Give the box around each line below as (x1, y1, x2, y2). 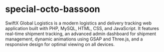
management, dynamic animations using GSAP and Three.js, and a (5, 36, 143, 42)
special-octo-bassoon (5, 3, 100, 15)
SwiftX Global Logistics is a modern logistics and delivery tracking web (5, 20, 152, 26)
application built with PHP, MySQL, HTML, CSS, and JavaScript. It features (5, 25, 159, 31)
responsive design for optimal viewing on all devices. (5, 41, 115, 47)
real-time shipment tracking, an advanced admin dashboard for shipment (5, 30, 156, 36)
